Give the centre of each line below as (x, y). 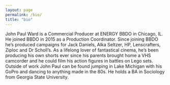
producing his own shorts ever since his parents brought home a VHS (78, 55)
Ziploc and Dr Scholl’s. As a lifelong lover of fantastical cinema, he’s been (82, 50)
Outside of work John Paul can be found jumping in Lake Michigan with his (84, 66)
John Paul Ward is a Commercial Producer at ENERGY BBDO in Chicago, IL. (84, 34)
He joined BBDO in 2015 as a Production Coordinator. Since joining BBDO (82, 39)
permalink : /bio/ (24, 15)
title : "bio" (19, 19)
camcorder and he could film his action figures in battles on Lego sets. (79, 61)
